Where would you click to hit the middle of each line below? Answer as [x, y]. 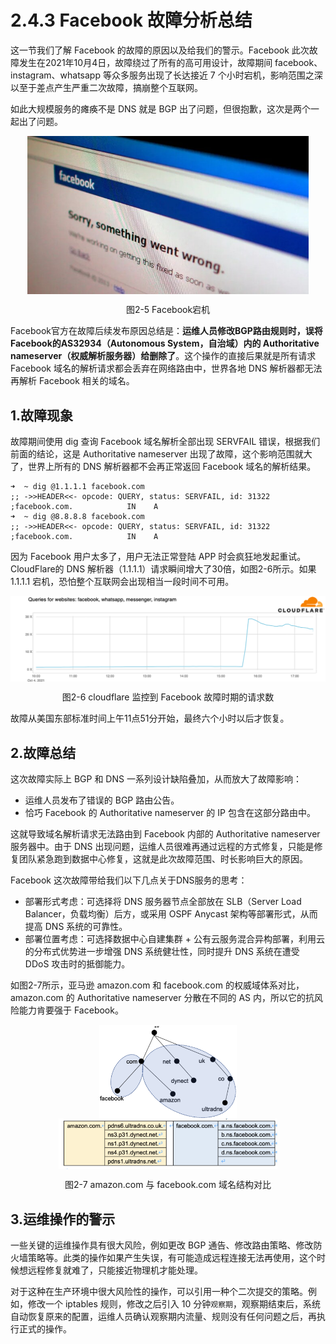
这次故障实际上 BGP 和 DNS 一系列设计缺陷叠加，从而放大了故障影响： [156, 779]
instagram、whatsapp [55, 75]
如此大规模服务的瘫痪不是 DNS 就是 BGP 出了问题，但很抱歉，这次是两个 [160, 108]
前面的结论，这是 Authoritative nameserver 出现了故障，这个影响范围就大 [161, 454]
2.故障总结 [43, 752]
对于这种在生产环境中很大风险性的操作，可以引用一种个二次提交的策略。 [159, 1292]
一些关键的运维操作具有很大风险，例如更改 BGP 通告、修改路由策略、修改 [162, 1245]
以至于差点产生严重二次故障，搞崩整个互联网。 [106, 87]
